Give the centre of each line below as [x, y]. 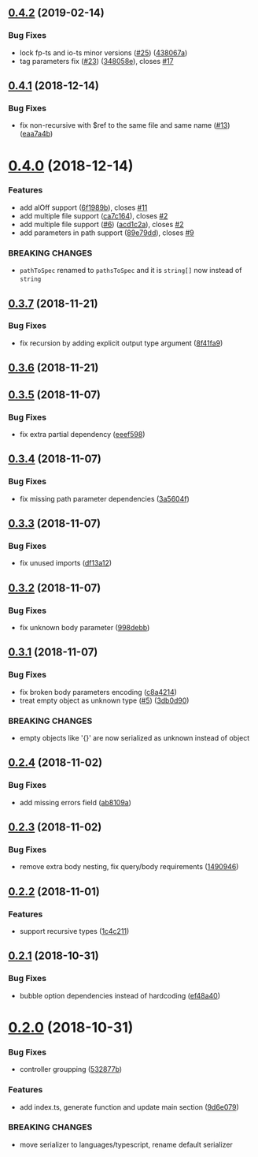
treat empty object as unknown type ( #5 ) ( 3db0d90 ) [104, 700]
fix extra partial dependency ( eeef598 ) [82, 434]
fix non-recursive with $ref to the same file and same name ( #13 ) [125, 125]
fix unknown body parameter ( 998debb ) [85, 627]
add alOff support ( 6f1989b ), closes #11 [83, 207]
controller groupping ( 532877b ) [71, 1069]
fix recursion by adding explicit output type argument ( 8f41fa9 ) [121, 343]
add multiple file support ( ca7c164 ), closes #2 [94, 215]
